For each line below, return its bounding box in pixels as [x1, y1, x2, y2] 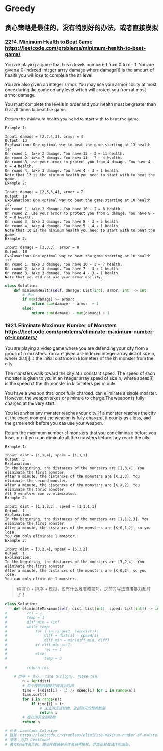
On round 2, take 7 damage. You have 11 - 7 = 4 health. [5, 155, 123, 160]
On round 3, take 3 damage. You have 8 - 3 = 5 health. [5, 219, 120, 224]
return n [22, 720, 40, 725]
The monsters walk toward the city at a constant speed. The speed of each [5, 370, 155, 376]
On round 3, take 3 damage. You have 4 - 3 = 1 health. [5, 270, 120, 276]
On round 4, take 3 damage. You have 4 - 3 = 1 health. [5, 168, 120, 173]
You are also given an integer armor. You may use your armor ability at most [5, 81, 157, 87]
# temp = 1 [5, 615, 45, 620]
